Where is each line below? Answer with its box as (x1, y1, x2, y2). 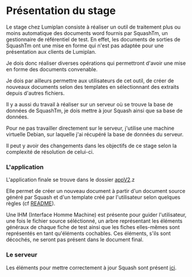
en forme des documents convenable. (6, 65, 98, 72)
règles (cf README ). (6, 200, 56, 207)
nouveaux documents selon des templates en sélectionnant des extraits (6, 83, 180, 90)
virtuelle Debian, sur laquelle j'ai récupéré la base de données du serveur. (6, 130, 184, 138)
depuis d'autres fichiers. (6, 89, 65, 96)
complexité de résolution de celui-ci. (6, 148, 94, 155)
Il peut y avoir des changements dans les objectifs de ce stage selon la (6, 142, 177, 149)
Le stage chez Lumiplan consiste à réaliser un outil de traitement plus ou (6, 23, 181, 30)
